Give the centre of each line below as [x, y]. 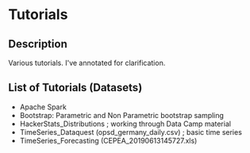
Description [38, 44]
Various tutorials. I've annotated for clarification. [87, 63]
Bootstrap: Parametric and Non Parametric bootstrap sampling [122, 115]
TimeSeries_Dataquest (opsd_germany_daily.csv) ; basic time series [131, 132]
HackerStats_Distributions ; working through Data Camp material [125, 124]
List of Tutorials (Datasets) [75, 88]
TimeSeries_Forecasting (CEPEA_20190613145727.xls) [108, 140]
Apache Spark [43, 107]
